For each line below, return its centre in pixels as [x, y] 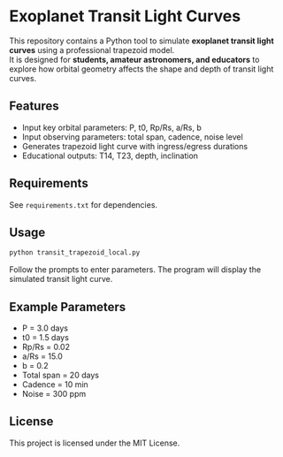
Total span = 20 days [61, 375]
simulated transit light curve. [61, 279]
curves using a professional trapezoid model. [92, 50]
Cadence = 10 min [55, 385]
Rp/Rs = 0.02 [46, 347]
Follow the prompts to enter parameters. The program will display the [135, 270]
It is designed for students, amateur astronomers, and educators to [134, 59]
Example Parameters [68, 307]
